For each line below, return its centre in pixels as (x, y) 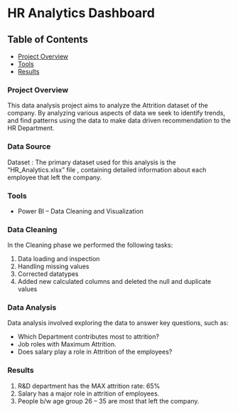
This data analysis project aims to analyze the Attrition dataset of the (108, 105)
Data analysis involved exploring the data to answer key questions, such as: (118, 323)
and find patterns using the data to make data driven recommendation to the (119, 121)
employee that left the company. (54, 177)
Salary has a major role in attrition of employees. (88, 393)
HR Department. (31, 128)
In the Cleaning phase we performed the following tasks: (90, 245)
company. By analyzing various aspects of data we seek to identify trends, (117, 113)
